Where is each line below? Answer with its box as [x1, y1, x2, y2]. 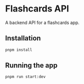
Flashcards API [5, 3, 69, 14]
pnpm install [5, 47, 32, 52]
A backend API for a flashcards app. [5, 19, 80, 25]
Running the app [5, 61, 57, 70]
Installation [5, 34, 41, 42]
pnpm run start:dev [5, 74, 46, 79]
